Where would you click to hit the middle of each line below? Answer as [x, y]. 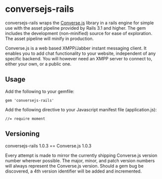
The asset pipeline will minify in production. [50, 39]
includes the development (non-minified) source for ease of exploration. [79, 33]
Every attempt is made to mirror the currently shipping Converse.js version [81, 155]
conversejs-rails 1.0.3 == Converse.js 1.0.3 [48, 146]
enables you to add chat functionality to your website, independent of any [81, 53]
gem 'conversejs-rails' [30, 100]
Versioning [22, 134]
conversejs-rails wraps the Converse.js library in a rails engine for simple [80, 23]
